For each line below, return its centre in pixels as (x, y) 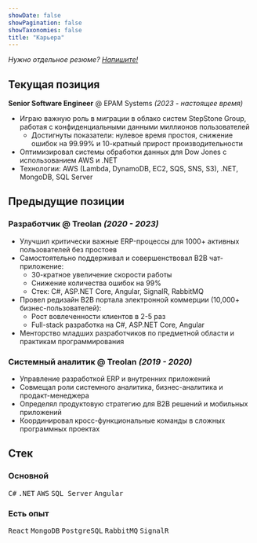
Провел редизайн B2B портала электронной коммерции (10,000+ (130, 299)
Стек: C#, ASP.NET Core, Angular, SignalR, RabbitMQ (117, 291)
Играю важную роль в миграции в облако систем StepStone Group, (133, 119)
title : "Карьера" (36, 37)
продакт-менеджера (54, 396)
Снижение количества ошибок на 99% (96, 283)
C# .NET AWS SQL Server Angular (66, 493)
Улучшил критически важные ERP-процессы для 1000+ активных (129, 241)
